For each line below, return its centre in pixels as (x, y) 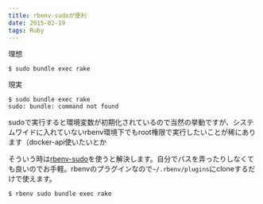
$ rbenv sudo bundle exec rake (60, 194)
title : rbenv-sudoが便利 (48, 15)
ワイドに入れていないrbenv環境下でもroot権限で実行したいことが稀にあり (135, 133)
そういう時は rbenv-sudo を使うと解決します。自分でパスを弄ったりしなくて (131, 159)
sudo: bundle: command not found (64, 107)
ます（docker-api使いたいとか (58, 142)
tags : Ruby (26, 30)
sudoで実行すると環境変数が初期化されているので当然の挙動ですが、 (120, 122)
